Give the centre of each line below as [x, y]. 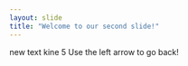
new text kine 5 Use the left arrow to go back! [94, 52]
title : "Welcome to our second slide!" [85, 26]
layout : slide [36, 18]
